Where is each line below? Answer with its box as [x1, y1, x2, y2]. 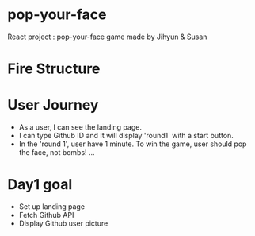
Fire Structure [7, 60, 101, 78]
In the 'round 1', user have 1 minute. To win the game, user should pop [18, 139, 247, 149]
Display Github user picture [18, 219, 108, 228]
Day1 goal [7, 176, 73, 194]
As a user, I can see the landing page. [18, 122, 142, 132]
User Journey [7, 96, 99, 114]
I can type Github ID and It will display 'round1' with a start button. [18, 131, 234, 141]
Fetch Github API [18, 211, 74, 219]
